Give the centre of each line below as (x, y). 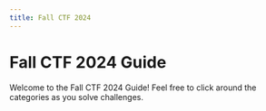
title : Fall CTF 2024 (50, 18)
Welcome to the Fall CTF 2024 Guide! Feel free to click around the (133, 88)
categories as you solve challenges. (76, 97)
